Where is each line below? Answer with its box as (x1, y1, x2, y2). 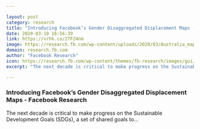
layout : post (6, 14, 39, 20)
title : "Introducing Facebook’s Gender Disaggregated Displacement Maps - (6, 25, 196, 31)
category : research (6, 19, 55, 26)
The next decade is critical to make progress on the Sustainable (6, 109, 162, 117)
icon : (6, 58, 20, 64)
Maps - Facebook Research (6, 96, 87, 104)
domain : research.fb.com (6, 47, 68, 54)
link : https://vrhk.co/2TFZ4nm (6, 36, 84, 42)
